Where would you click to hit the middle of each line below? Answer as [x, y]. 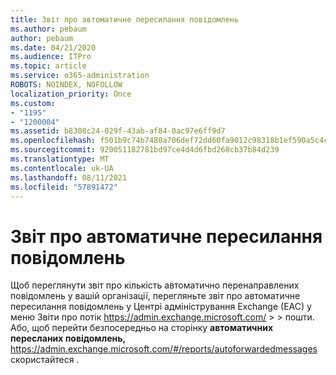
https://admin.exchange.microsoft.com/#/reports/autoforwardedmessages [164, 349]
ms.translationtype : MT [60, 159]
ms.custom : [33, 103]
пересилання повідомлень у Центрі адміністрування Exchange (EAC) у [161, 307]
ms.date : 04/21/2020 [53, 47]
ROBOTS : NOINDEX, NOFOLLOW [66, 85]
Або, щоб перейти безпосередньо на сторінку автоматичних [142, 328]
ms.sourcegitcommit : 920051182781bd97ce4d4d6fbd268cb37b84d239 [145, 150]
